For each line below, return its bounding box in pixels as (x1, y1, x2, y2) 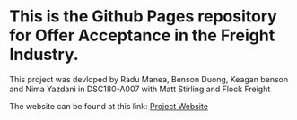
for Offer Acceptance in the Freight (9, 25, 275, 46)
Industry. (9, 45, 79, 64)
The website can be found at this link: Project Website (9, 100, 209, 111)
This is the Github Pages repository (9, 6, 278, 27)
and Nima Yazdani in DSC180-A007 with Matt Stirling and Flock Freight (9, 83, 271, 94)
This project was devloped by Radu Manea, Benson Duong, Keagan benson (9, 73, 289, 84)
